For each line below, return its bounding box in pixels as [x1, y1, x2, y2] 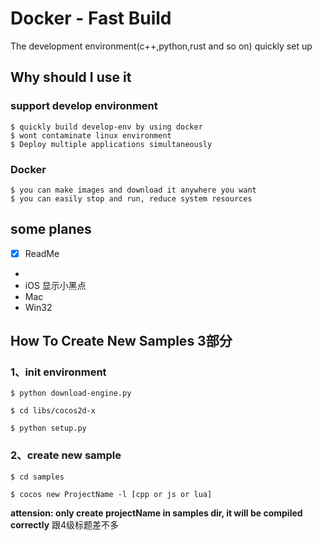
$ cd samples [10, 472, 65, 482]
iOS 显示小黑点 [24, 279, 87, 291]
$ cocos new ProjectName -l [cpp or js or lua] [10, 489, 213, 499]
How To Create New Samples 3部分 [10, 333, 233, 350]
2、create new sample [10, 448, 122, 462]
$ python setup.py [10, 423, 87, 434]
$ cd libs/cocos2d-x [10, 406, 97, 416]
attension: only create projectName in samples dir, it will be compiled [10, 507, 303, 519]
